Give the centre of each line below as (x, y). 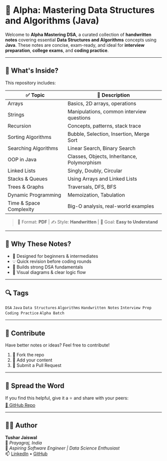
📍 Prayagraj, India (24, 443)
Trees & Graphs (26, 187)
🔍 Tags (17, 293)
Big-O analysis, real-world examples (111, 206)
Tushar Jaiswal (21, 437)
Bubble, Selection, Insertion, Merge (109, 134)
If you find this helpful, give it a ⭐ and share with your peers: (67, 398)
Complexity (21, 209)
